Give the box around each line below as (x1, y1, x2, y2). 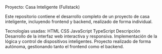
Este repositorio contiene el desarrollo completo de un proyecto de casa (5, 14, 150, 19)
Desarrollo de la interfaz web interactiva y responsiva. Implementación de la (5, 34, 157, 39)
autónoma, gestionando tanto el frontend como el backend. (5, 44, 124, 49)
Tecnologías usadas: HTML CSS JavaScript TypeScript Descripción (5, 28, 141, 34)
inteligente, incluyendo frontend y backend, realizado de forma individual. (5, 19, 153, 24)
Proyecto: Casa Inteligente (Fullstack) (5, 4, 80, 10)
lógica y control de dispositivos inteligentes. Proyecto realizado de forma (5, 38, 151, 44)
